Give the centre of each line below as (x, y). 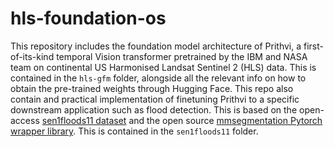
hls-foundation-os (88, 18)
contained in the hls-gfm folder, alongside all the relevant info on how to (158, 78)
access (25, 120)
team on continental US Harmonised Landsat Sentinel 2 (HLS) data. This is (163, 67)
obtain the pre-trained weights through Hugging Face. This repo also (152, 88)
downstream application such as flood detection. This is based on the (154, 109)
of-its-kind (32, 56)
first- (313, 46)
